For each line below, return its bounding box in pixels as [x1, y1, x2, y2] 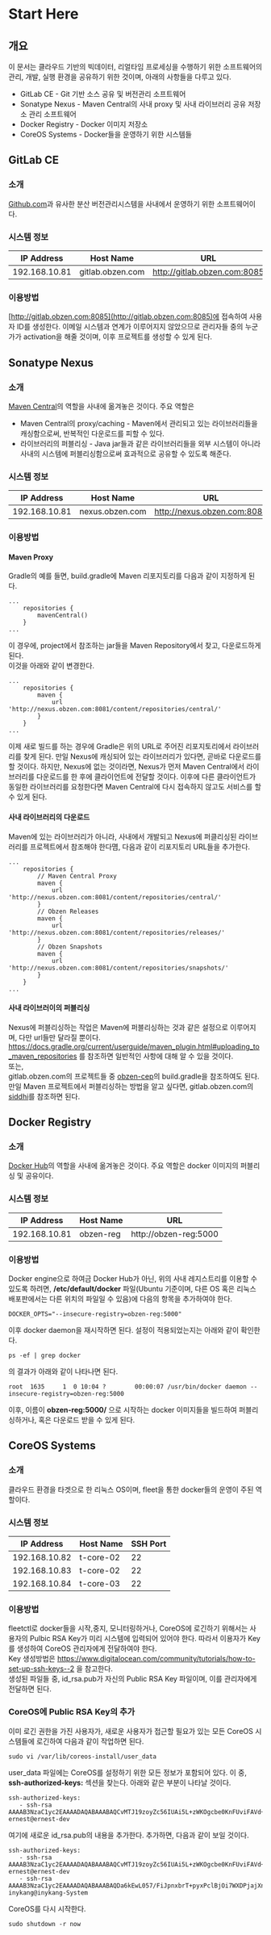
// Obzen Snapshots [37, 942, 103, 951]
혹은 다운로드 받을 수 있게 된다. [38, 1415, 135, 1425]
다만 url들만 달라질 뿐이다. [19, 1032, 101, 1042]
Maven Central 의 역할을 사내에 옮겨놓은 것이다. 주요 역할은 [8, 401, 195, 411]
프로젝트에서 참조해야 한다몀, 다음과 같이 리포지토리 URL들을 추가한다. [29, 841, 251, 852]
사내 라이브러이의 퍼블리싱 [8, 1003, 90, 1013]
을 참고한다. [76, 1664, 113, 1673]
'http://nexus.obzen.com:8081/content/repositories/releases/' [8, 928, 226, 936]
